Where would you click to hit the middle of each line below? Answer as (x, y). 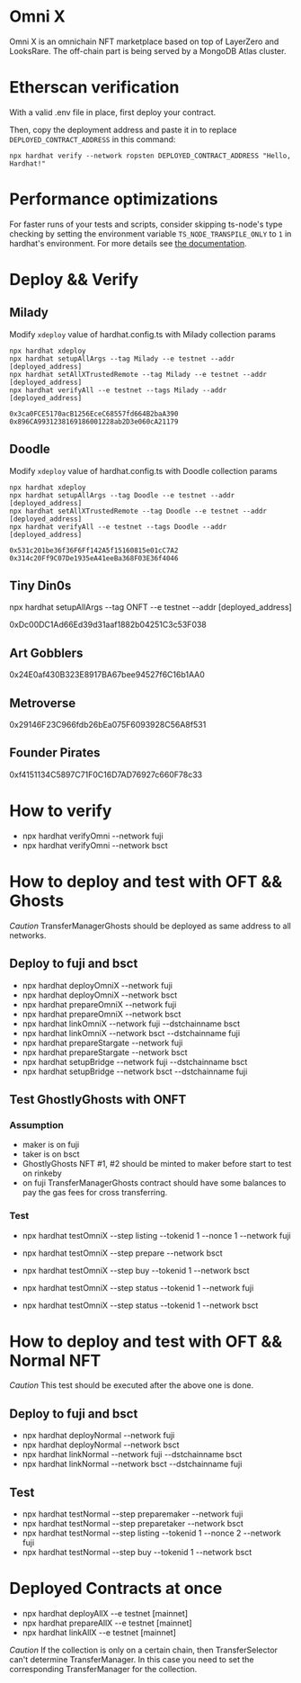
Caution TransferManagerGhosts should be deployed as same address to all (150, 926)
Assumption (37, 1124)
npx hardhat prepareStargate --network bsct (105, 1052)
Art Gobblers (46, 653)
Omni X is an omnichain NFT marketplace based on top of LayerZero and (144, 41)
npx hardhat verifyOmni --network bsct (95, 845)
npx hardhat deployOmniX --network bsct (100, 995)
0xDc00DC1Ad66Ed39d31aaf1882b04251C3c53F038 (108, 625)
